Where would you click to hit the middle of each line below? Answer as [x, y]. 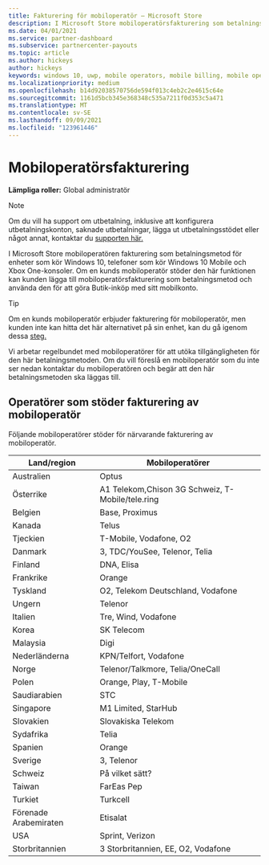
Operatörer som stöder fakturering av [104, 402]
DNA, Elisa [119, 565]
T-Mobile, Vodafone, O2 [146, 538]
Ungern [27, 603]
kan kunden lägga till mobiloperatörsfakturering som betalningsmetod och [130, 279]
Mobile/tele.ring [129, 499]
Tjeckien [29, 538]
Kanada [27, 525]
